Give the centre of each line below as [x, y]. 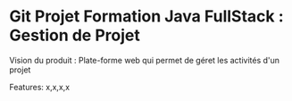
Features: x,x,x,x [39, 87]
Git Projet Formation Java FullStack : [146, 17]
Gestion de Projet [75, 35]
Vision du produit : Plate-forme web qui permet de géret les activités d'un [144, 60]
